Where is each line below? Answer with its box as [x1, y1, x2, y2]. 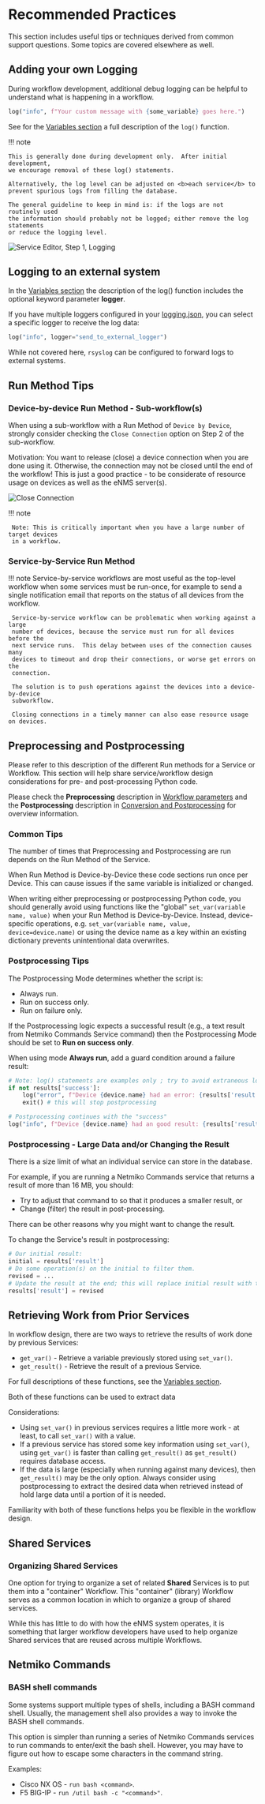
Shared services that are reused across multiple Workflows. [8, 1636, 203, 1645]
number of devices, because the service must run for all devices [11, 628, 235, 636]
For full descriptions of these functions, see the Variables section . [8, 1377, 222, 1386]
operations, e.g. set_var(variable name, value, [35, 919, 192, 928]
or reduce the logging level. [8, 228, 108, 236]
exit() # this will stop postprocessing [22, 1099, 157, 1107]
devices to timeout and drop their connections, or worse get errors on [11, 655, 256, 664]
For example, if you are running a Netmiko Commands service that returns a [8, 1172, 255, 1182]
